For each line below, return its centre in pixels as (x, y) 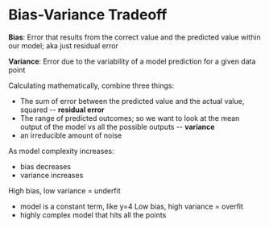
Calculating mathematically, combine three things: (91, 85)
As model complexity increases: (61, 151)
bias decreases (45, 166)
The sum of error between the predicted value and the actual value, (132, 101)
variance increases (52, 175)
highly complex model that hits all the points (93, 214)
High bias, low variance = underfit (64, 190)
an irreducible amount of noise (71, 135)
